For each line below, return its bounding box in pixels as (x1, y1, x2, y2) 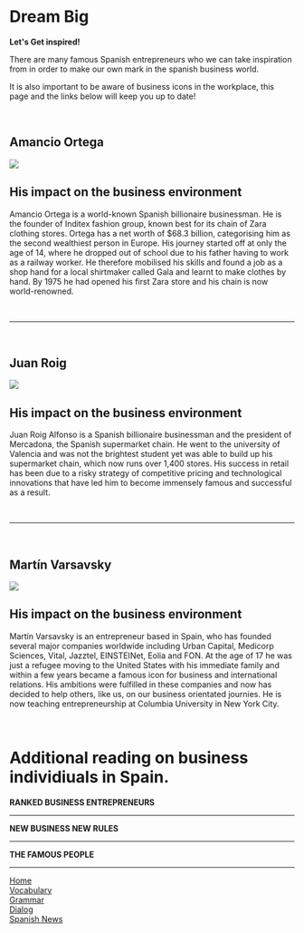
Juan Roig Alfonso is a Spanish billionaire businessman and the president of (9, 429, 292, 441)
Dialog (9, 904, 33, 915)
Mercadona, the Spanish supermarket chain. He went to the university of (9, 439, 280, 450)
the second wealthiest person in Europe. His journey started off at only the (9, 238, 288, 248)
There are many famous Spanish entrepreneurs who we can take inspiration (9, 53, 292, 64)
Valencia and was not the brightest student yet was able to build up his (9, 449, 273, 460)
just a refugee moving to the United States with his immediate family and (9, 659, 280, 670)
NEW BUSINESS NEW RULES (9, 822, 119, 833)
